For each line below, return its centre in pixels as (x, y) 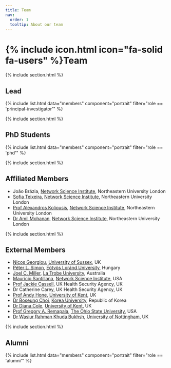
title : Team (18, 10)
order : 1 (19, 20)
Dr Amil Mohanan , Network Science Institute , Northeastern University (86, 218)
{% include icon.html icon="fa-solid (84, 50)
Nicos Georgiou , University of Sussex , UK (57, 262)
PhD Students (28, 135)
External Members (35, 250)
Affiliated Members (37, 179)
